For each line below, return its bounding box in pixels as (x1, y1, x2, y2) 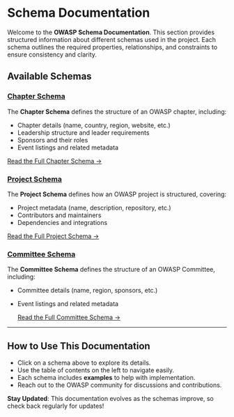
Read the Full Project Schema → (7, 232, 100, 240)
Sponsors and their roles (17, 136, 88, 144)
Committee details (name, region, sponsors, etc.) (17, 286, 158, 295)
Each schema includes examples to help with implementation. (17, 374, 196, 382)
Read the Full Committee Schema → (17, 313, 120, 322)
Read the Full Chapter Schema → (7, 156, 102, 165)
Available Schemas (7, 71, 92, 82)
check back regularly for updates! (7, 402, 104, 410)
